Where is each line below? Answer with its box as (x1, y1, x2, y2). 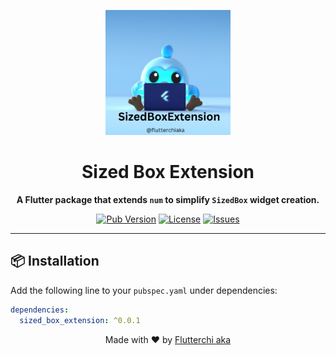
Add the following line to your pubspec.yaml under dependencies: (10, 284, 278, 296)
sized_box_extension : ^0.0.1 (19, 315, 141, 325)
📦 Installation (10, 253, 100, 270)
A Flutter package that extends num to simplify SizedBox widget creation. (16, 193, 320, 205)
